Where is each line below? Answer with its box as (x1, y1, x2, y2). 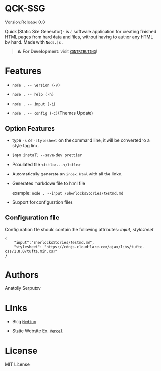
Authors (5, 269, 39, 280)
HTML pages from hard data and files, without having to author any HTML (5, 34, 153, 40)
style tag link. (12, 142, 39, 148)
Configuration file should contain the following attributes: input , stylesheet (5, 226, 154, 232)
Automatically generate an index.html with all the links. (12, 171, 123, 176)
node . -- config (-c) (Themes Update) (12, 110, 93, 116)
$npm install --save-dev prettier (12, 153, 82, 158)
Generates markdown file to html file (12, 180, 85, 186)
